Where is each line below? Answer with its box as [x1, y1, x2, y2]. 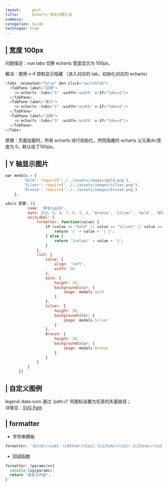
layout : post [5, 7, 41, 13]
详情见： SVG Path [5, 405, 42, 411]
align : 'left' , [54, 262, 86, 267]
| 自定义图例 [5, 384, 42, 393]
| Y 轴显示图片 [5, 159, 49, 168]
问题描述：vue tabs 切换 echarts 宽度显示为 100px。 [5, 60, 113, 66]
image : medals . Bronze [63, 345, 108, 350]
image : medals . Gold [63, 290, 104, 295]
